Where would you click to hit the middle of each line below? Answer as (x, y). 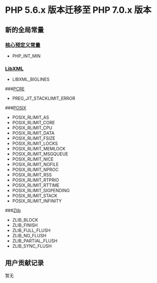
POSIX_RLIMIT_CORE (34, 123)
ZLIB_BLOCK (25, 220)
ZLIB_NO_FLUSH (29, 236)
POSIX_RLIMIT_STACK (35, 196)
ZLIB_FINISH (25, 225)
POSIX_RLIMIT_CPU (32, 128)
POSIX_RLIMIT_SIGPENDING (41, 191)
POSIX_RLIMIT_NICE (33, 159)
